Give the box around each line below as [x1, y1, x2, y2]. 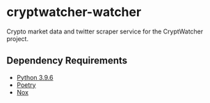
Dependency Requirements [6, 55, 128, 67]
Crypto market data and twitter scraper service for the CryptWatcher [6, 27, 204, 35]
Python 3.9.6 [16, 73, 54, 81]
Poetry [16, 81, 36, 89]
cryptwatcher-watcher [6, 4, 142, 20]
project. [6, 34, 29, 42]
